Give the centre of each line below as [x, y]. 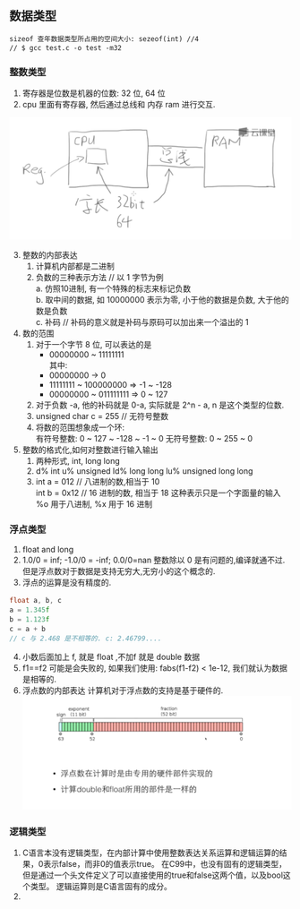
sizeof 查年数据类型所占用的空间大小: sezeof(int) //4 [104, 39]
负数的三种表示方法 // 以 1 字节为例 [99, 277]
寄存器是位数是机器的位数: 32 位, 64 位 [94, 93]
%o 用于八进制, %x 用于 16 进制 [94, 503]
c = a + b [28, 629]
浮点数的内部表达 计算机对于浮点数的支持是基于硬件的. [123, 690]
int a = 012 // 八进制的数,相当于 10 [98, 481]
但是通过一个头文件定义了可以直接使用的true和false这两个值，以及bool [153, 875]
